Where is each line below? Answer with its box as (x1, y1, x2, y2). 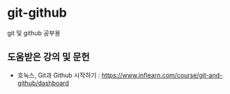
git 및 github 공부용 (7, 29, 61, 37)
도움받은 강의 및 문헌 (7, 51, 90, 63)
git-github (7, 5, 68, 21)
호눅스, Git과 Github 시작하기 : (17, 71, 100, 79)
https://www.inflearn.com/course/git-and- (101, 71, 223, 79)
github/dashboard (17, 79, 70, 87)
